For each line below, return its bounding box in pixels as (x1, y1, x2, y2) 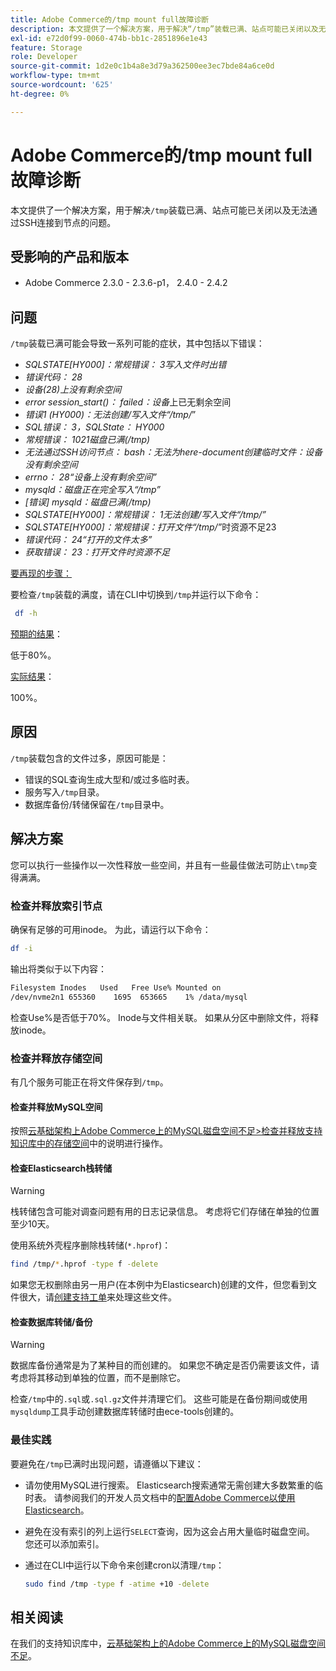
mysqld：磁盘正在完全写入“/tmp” (24, 484, 161, 496)
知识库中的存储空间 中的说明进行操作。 (10, 1137, 168, 1150)
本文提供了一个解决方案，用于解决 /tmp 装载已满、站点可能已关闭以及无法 (10, 204, 309, 216)
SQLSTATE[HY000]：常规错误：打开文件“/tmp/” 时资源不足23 (24, 521, 277, 533)
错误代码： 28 (24, 371, 83, 383)
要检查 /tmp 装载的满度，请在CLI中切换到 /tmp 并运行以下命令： (10, 589, 262, 601)
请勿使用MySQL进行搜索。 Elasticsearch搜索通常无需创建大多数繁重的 (24, 1479, 315, 1491)
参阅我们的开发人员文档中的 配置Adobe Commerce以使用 (62, 1491, 296, 1503)
